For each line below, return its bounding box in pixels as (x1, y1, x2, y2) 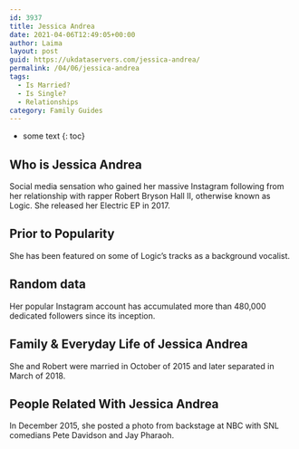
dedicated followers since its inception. (9, 310, 156, 321)
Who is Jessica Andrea (9, 157, 142, 172)
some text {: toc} (22, 130, 86, 141)
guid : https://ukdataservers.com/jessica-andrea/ (9, 55, 201, 64)
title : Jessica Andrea (9, 22, 95, 31)
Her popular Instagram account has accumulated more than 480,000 (9, 301, 266, 311)
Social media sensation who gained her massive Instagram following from (9, 181, 285, 192)
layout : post (9, 47, 59, 56)
